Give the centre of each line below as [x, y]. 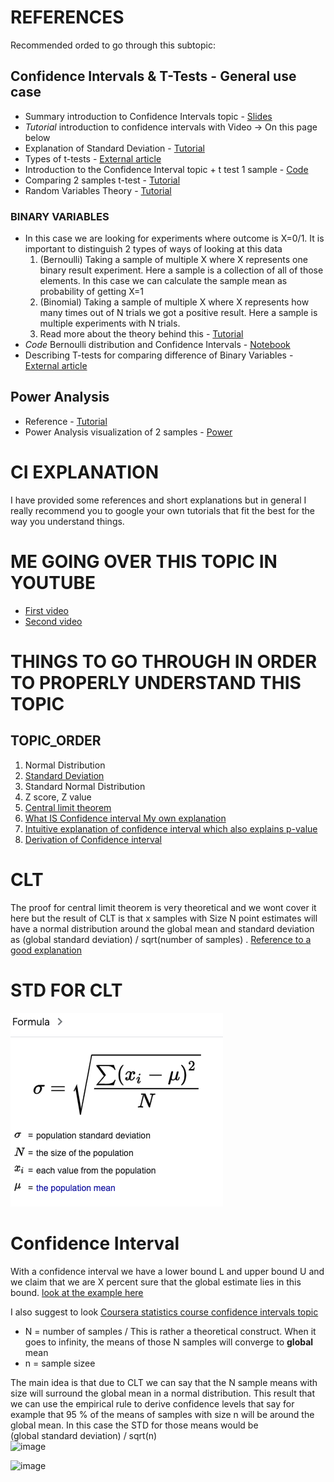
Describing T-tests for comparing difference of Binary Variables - [159, 355]
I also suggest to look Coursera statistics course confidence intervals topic [164, 1312]
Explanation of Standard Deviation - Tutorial [114, 148]
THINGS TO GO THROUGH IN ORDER [164, 661]
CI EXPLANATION [84, 472]
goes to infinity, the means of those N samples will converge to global [169, 1342]
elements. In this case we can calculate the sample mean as [163, 281]
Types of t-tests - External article [93, 158]
